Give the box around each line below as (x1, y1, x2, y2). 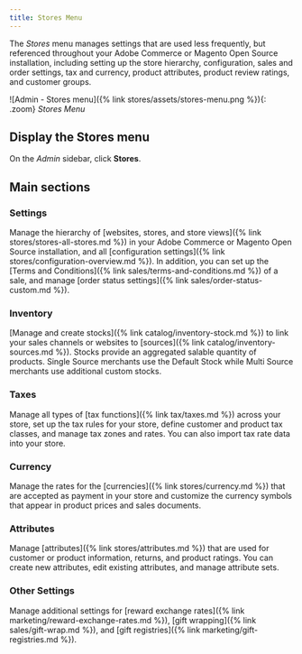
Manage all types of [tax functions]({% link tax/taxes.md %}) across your (9, 409, 281, 419)
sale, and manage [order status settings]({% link (9, 275, 189, 286)
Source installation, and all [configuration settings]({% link (9, 246, 225, 257)
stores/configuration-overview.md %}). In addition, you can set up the (9, 256, 269, 267)
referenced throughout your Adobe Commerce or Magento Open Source (9, 47, 279, 59)
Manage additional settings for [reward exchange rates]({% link (9, 605, 245, 616)
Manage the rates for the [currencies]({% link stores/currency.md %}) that (9, 481, 286, 492)
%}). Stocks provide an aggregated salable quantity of (55, 346, 257, 357)
